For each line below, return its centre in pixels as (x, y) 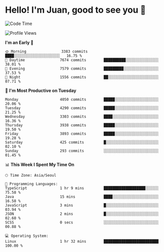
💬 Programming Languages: (31, 184)
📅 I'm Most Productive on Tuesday (41, 91)
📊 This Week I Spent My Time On (40, 164)
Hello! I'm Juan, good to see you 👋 (75, 10)
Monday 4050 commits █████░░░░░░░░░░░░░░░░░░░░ (82, 99)
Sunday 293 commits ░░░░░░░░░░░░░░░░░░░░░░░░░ (82, 151)
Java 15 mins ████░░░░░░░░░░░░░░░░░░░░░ (82, 197)
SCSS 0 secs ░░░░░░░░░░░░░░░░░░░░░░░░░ (82, 222)
